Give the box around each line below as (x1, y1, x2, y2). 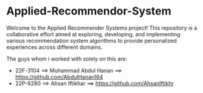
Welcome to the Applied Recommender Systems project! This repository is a (6, 24, 198, 31)
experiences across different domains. (6, 43, 103, 51)
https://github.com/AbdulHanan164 (15, 73, 103, 80)
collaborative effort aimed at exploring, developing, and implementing (6, 30, 181, 37)
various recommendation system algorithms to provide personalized (6, 37, 177, 44)
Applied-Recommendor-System (6, 4, 171, 18)
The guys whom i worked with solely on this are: (6, 55, 128, 62)
